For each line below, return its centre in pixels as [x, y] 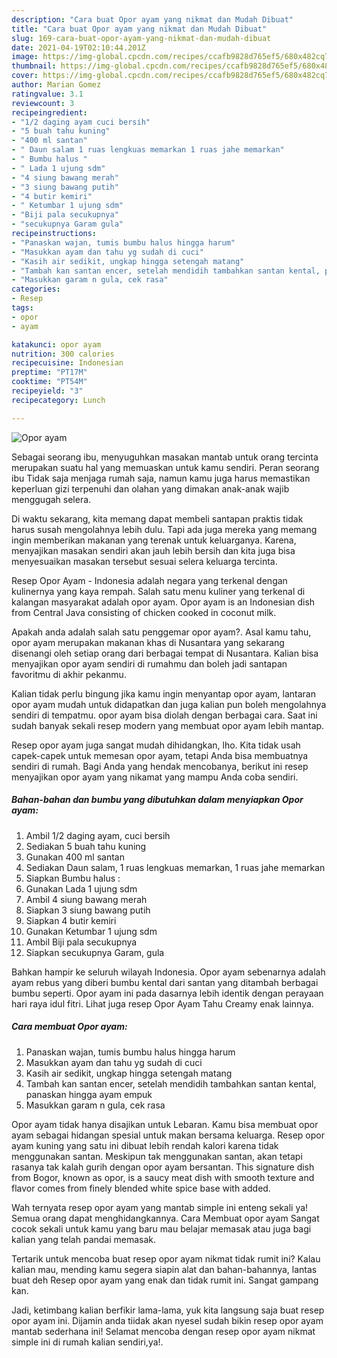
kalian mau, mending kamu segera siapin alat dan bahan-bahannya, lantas [164, 1269]
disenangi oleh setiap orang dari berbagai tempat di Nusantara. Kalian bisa [165, 653]
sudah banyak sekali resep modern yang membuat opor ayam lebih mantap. [168, 725]
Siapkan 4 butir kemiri [71, 920]
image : [25, 57]
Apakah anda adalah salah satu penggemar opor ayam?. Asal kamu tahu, [161, 632]
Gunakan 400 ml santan [75, 857]
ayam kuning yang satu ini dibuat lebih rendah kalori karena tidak [145, 1145]
